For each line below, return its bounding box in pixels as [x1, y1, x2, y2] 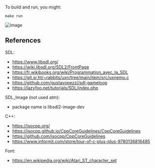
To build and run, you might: [5, 4, 62, 10]
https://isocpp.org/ [12, 122, 50, 129]
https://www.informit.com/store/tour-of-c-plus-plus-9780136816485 [12, 138, 150, 144]
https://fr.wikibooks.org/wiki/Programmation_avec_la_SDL [12, 69, 128, 75]
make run [5, 14, 23, 19]
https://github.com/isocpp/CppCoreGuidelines [12, 133, 106, 139]
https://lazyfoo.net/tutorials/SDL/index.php [12, 85, 98, 91]
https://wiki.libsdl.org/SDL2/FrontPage [12, 64, 89, 70]
